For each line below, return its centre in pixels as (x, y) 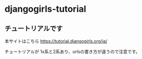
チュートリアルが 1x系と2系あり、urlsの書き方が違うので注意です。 (72, 52)
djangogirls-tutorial (45, 9)
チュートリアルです (34, 28)
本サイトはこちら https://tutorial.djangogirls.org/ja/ (56, 41)
